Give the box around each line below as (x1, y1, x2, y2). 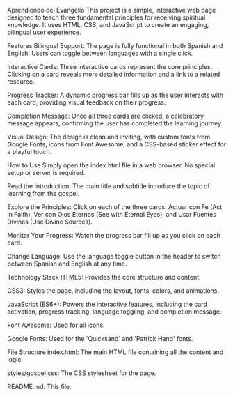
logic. (7, 356, 23, 363)
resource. (7, 77, 35, 86)
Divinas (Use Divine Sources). (7, 218, 93, 226)
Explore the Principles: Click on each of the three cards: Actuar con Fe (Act (7, 203, 223, 211)
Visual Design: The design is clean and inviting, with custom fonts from (7, 132, 211, 141)
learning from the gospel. (7, 190, 80, 197)
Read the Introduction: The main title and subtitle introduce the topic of (7, 182, 210, 190)
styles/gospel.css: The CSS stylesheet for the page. (7, 369, 156, 377)
